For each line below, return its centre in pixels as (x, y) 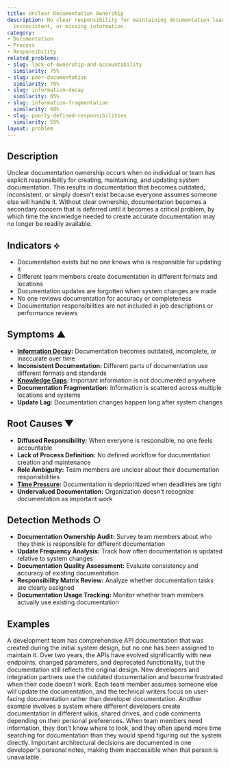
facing (16, 699)
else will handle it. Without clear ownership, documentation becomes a (107, 202)
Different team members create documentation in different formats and (117, 276)
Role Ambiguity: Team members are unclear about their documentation (118, 469)
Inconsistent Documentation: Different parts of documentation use (112, 365)
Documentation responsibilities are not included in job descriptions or (115, 306)
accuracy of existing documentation (68, 573)
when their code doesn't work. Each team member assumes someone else (112, 685)
